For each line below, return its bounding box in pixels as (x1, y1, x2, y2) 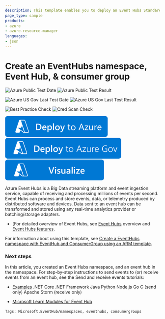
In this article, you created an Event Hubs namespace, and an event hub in (5, 264, 156, 270)
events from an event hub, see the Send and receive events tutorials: (5, 274, 144, 280)
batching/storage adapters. (5, 211, 60, 217)
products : (5, 18, 26, 23)
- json (5, 39, 19, 44)
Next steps (5, 253, 32, 260)
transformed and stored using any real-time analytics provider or (5, 206, 136, 212)
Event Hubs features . (12, 226, 55, 232)
